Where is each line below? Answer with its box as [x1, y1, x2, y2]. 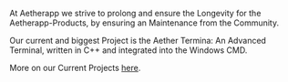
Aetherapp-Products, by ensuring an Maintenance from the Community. [9, 17, 280, 28]
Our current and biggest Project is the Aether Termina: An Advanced [9, 36, 267, 46]
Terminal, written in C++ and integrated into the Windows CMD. [9, 45, 248, 56]
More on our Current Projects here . [9, 63, 141, 73]
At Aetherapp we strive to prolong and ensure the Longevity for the [9, 8, 262, 18]
